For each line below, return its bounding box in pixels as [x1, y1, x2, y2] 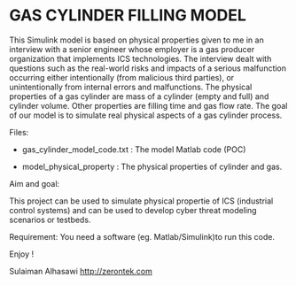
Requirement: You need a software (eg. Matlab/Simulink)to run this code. [9, 231, 275, 242]
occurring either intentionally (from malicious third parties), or [9, 72, 235, 82]
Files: [9, 127, 29, 137]
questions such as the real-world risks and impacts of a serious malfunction [9, 63, 286, 73]
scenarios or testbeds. [9, 214, 91, 225]
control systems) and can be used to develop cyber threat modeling [9, 204, 257, 215]
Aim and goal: [9, 178, 60, 189]
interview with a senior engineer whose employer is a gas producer [9, 43, 255, 54]
